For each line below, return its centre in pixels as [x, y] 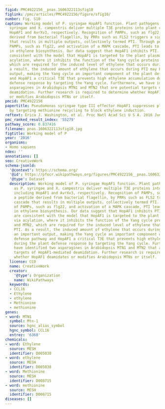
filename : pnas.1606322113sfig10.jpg [44, 129]
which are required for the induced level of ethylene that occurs [80, 65]
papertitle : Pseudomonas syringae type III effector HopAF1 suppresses [80, 106]
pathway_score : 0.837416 [30, 124]
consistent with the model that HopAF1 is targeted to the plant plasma [85, 55]
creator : [18, 271]
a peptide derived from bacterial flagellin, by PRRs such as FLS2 [84, 198]
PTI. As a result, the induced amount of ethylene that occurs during [88, 230]
